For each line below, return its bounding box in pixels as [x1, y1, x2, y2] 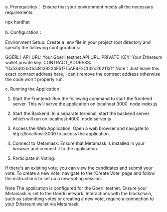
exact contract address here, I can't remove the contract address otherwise [5, 71, 161, 77]
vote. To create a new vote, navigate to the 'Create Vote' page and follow [5, 170, 155, 176]
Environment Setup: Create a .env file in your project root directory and [5, 39, 151, 45]
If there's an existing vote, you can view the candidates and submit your [5, 165, 153, 171]
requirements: [5, 9, 34, 15]
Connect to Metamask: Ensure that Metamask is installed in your [12, 140, 145, 146]
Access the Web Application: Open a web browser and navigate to [12, 125, 149, 131]
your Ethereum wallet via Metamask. [5, 201, 80, 207]
